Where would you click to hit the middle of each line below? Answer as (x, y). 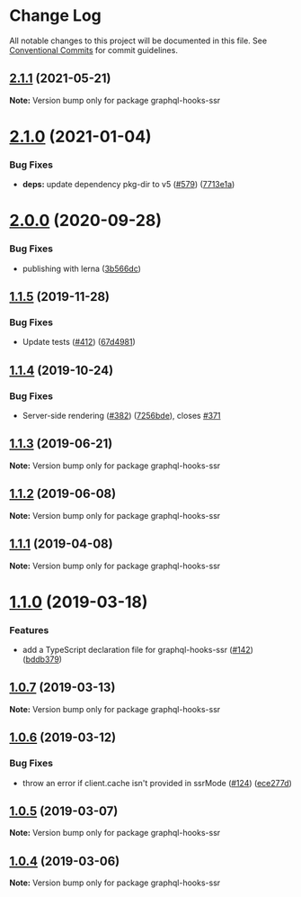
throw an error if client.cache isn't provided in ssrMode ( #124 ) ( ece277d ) (157, 783)
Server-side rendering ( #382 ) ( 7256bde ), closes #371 (122, 416)
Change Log (55, 16)
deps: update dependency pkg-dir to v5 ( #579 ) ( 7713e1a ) (128, 185)
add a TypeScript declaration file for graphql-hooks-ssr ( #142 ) (138, 650)
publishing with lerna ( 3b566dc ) (82, 268)
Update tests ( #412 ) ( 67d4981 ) (79, 342)
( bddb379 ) (42, 659)
